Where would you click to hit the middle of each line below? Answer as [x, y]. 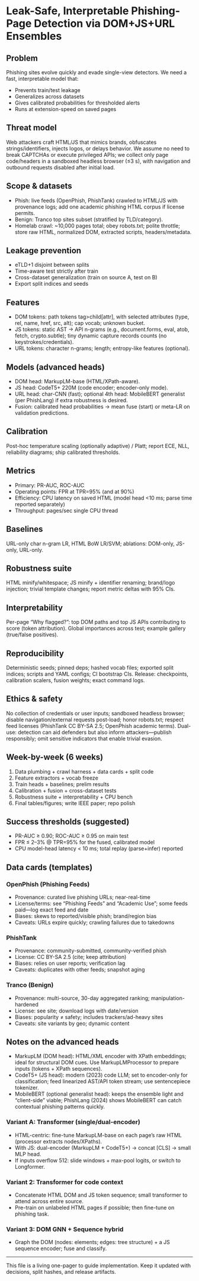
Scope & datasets [39, 186]
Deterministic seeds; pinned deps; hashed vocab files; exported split [90, 667]
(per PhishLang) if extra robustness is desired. [71, 400]
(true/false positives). [32, 635]
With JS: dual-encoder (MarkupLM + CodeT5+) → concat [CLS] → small [103, 1147]
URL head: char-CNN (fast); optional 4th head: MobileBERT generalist [100, 394]
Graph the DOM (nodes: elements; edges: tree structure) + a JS [92, 1242]
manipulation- [168, 998]
